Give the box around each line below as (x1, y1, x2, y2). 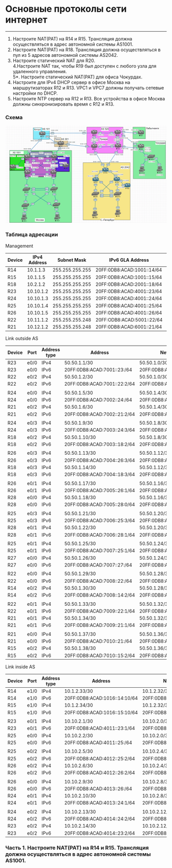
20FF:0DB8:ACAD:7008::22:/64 (64, 578, 132, 584)
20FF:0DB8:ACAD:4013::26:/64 (64, 786, 132, 792)
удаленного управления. (12, 68, 67, 74)
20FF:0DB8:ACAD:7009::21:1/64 (64, 622, 135, 628)
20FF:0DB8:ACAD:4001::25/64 (95, 303, 162, 309)
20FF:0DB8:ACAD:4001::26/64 (95, 309, 162, 315)
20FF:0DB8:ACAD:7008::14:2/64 (64, 592, 135, 598)
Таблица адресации (5, 231, 58, 238)
